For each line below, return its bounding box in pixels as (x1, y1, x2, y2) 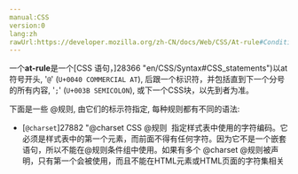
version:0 (9, 21, 46, 30)
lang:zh (9, 29, 38, 38)
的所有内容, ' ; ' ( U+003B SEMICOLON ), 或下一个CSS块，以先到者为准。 (9, 85, 255, 95)
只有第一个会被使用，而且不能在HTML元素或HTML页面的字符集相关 (37, 155, 285, 166)
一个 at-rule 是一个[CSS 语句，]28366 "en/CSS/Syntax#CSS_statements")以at (9, 63, 288, 73)
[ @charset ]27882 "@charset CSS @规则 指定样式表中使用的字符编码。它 (21, 123, 288, 133)
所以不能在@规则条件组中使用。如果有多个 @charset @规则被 (45, 145, 271, 155)
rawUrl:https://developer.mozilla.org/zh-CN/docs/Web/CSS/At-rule (9, 37, 260, 47)
